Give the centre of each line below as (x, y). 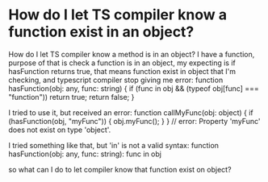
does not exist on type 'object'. (60, 130)
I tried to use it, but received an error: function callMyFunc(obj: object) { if (131, 112)
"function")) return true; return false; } (71, 97)
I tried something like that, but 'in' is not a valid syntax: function (114, 145)
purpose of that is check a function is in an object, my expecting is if (122, 63)
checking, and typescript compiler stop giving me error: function (116, 80)
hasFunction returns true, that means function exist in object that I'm (122, 71)
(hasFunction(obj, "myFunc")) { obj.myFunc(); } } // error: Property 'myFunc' (134, 121)
